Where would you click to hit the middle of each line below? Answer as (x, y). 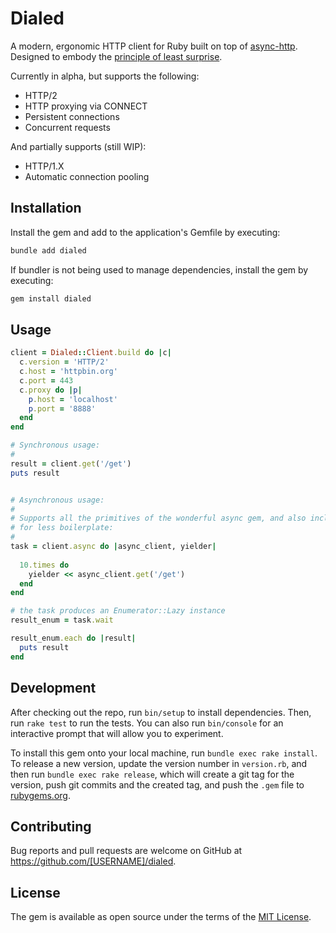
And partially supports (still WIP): (78, 146)
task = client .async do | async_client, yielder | (113, 547)
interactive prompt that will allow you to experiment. (117, 733)
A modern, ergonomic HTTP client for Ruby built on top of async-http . (154, 46)
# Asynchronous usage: (57, 500)
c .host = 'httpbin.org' (68, 372)
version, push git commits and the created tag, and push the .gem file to (157, 784)
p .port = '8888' (62, 408)
